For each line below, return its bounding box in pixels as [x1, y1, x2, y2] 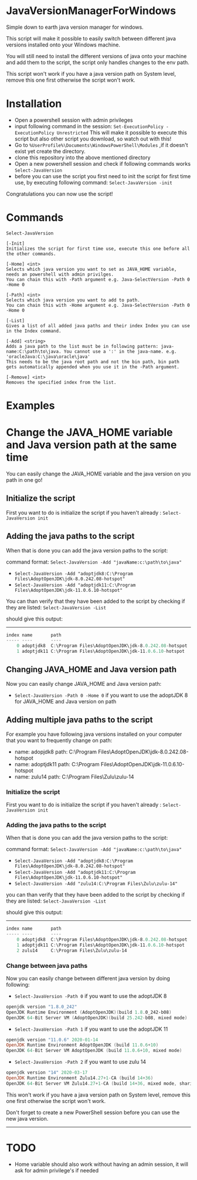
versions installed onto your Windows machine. [6, 41, 120, 48]
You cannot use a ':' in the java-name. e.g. [63, 348, 177, 354]
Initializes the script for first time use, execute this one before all [6, 246, 191, 252]
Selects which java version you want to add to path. [6, 297, 141, 303]
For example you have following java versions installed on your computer [6, 730, 182, 737]
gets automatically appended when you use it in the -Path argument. [6, 364, 180, 370]
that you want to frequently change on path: [6, 736, 113, 744]
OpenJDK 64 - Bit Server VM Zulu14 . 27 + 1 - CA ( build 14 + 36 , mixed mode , [6, 1080, 177, 1087]
